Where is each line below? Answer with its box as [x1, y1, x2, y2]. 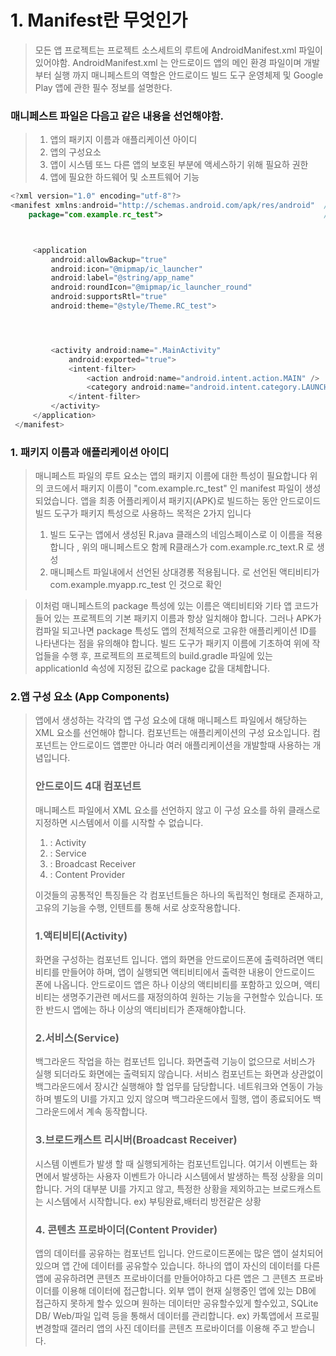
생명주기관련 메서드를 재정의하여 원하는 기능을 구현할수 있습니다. [61, 991, 313, 1003]
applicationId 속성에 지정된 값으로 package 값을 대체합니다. [34, 662, 271, 675]
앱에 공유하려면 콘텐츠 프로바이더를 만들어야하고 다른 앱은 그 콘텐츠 [34, 1272, 297, 1284]
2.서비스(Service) [34, 1031, 120, 1045]
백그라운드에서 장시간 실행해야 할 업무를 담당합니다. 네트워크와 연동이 [34, 1081, 305, 1093]
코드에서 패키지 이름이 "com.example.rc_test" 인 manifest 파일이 [45, 482, 303, 495]
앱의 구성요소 [49, 146, 102, 158]
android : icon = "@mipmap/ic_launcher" [50, 264, 203, 274]
